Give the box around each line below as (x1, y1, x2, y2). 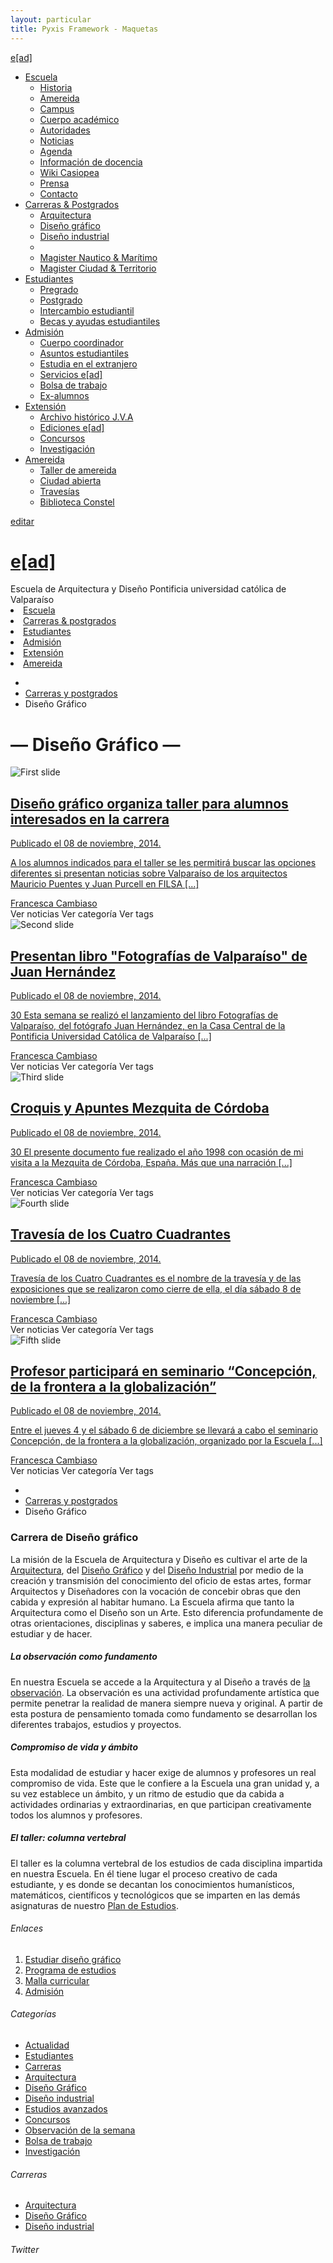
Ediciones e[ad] (39, 421, 105, 433)
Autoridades (39, 124, 91, 136)
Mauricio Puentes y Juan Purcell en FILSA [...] (10, 878, 200, 890)
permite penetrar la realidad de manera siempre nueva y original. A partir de (10, 1697, 323, 1709)
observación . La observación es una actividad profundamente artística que (10, 1686, 320, 1698)
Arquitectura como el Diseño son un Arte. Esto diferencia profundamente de (10, 1606, 324, 1618)
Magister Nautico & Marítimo (39, 251, 158, 263)
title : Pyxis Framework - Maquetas (10, 24, 159, 34)
